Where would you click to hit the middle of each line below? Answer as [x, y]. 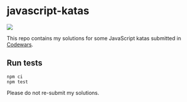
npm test [17, 82]
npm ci [15, 77]
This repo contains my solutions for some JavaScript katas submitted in [94, 38]
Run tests [25, 63]
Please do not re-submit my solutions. [53, 93]
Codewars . [20, 44]
